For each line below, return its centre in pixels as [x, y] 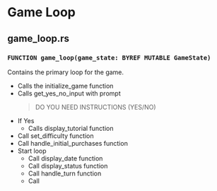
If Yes [26, 120]
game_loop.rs [38, 39]
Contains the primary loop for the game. [66, 72]
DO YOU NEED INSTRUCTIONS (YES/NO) [96, 107]
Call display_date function [65, 158]
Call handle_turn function [65, 173]
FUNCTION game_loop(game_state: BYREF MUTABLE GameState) [109, 58]
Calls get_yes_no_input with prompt [69, 93]
